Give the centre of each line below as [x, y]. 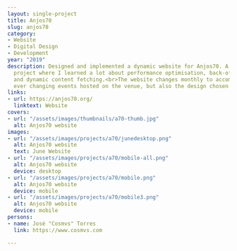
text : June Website [42, 152]
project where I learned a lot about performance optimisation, [110, 73]
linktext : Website [41, 106]
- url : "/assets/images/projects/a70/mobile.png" [82, 178]
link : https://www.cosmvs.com [58, 230]
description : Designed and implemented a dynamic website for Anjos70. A [118, 66]
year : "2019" [26, 60]
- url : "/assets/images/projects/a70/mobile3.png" [83, 197]
